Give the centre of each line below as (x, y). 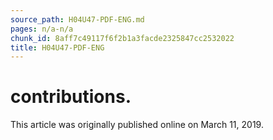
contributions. (71, 97)
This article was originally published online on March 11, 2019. (137, 125)
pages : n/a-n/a (42, 29)
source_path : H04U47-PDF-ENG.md (77, 19)
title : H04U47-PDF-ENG (57, 47)
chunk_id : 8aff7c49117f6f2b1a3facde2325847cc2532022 (122, 38)
